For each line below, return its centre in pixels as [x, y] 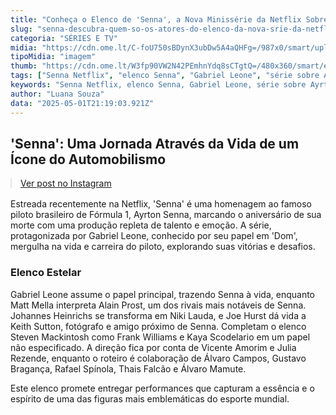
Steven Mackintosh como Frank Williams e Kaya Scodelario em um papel [160, 337]
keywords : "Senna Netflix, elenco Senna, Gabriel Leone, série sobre [158, 85]
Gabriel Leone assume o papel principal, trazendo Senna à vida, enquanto [162, 294]
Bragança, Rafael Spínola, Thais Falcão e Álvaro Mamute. [128, 368]
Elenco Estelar [46, 273]
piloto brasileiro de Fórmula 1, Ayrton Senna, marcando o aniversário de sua [166, 215]
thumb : [24, 66]
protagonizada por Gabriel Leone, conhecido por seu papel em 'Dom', [154, 236]
